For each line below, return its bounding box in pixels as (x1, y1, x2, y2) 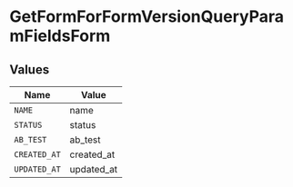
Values (9, 62, 50, 77)
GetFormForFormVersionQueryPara (9, 6, 285, 27)
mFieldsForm (9, 25, 111, 46)
